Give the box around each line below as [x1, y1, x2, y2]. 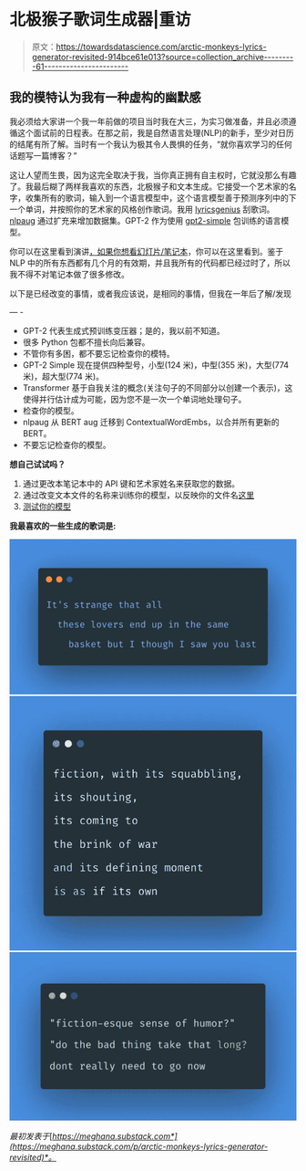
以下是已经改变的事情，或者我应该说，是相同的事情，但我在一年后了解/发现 [9, 288, 292, 298]
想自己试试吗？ [9, 458, 66, 469]
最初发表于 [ [9, 1131, 53, 1142]
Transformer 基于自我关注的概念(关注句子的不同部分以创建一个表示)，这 [22, 382, 293, 393]
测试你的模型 [22, 500, 71, 512]
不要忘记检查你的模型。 [22, 439, 111, 450]
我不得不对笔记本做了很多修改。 [9, 268, 129, 279]
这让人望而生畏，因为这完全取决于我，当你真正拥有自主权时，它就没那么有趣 [9, 169, 297, 180]
